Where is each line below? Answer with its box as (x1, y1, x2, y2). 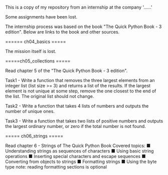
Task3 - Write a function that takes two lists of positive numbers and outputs (5, 118, 163, 124)
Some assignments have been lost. (5, 14, 78, 19)
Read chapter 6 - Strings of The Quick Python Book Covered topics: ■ (5, 142, 151, 148)
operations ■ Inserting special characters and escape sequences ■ (5, 153, 146, 159)
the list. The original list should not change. (5, 93, 94, 99)
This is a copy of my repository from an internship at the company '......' (5, 4, 152, 10)
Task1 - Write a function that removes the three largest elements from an (5, 77, 155, 83)
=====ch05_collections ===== (5, 58, 71, 64)
